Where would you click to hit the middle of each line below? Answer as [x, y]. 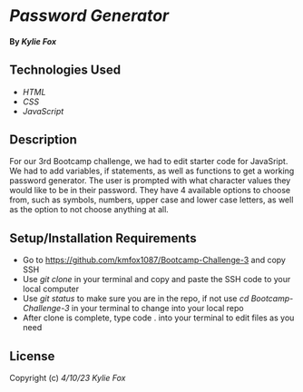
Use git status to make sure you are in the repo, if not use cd [136, 299]
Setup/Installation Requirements [103, 238]
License [32, 356]
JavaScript [43, 111]
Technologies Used [65, 70]
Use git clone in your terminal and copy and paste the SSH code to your [156, 279]
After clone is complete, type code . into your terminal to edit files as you [158, 318]
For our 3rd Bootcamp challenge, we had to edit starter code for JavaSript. [149, 162]
